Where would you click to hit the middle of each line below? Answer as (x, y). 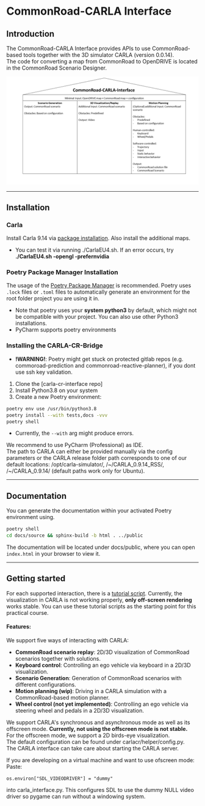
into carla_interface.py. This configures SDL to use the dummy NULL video (100, 790)
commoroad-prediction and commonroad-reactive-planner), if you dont (105, 365)
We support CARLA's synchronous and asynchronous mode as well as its (98, 722)
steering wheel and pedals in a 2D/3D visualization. (80, 710)
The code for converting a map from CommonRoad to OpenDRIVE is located (102, 61)
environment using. (31, 517)
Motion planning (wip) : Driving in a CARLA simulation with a (91, 691)
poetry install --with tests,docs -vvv (57, 415)
